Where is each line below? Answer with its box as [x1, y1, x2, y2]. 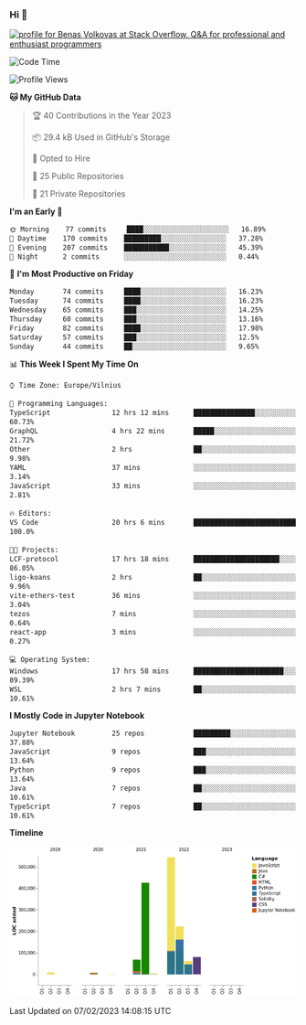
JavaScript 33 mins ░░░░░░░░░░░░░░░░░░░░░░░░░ [9, 482, 297, 491]
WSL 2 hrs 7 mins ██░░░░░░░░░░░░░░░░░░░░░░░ [9, 685, 297, 694]
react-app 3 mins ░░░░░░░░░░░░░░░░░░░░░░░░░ [9, 628, 297, 637]
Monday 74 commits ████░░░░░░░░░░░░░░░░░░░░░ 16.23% [9, 287, 263, 296]
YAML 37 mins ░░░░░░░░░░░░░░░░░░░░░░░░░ [9, 464, 297, 473]
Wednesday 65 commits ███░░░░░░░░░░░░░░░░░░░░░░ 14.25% [9, 305, 263, 315]
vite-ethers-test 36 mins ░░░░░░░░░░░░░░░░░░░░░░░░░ [9, 592, 297, 601]
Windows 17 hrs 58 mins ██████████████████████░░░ [9, 667, 297, 676]
